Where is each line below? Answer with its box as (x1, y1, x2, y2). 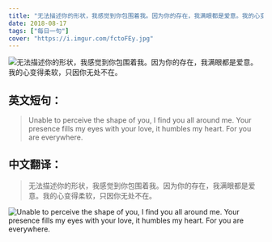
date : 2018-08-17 (8, 19, 67, 27)
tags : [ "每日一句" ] (8, 27, 70, 35)
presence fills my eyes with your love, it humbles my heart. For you (28, 124, 252, 134)
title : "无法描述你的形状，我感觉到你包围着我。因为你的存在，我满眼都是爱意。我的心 (8, 11, 261, 20)
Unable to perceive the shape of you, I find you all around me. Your (28, 115, 253, 125)
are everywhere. (28, 132, 83, 142)
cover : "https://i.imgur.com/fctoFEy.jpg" (8, 34, 154, 43)
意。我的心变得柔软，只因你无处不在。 (28, 190, 156, 200)
